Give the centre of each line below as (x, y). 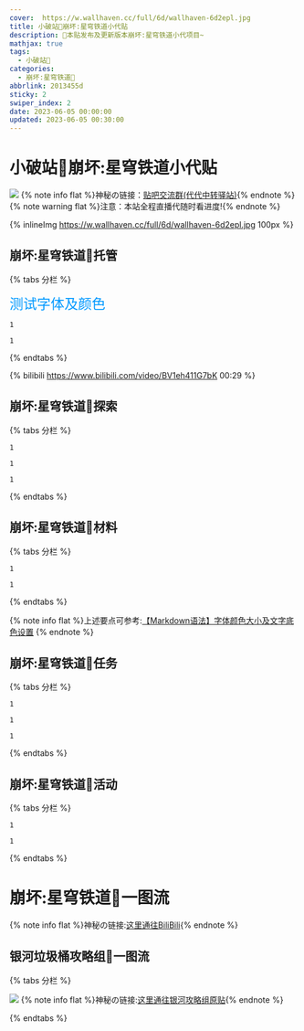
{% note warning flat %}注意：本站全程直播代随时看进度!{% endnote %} (145, 207)
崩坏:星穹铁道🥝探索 (63, 406)
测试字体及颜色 (58, 304)
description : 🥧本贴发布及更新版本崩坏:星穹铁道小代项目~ (107, 35)
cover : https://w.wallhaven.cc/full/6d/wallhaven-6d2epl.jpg (130, 18)
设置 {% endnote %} (55, 632)
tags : (20, 52)
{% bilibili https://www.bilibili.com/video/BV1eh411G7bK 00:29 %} (132, 375)
